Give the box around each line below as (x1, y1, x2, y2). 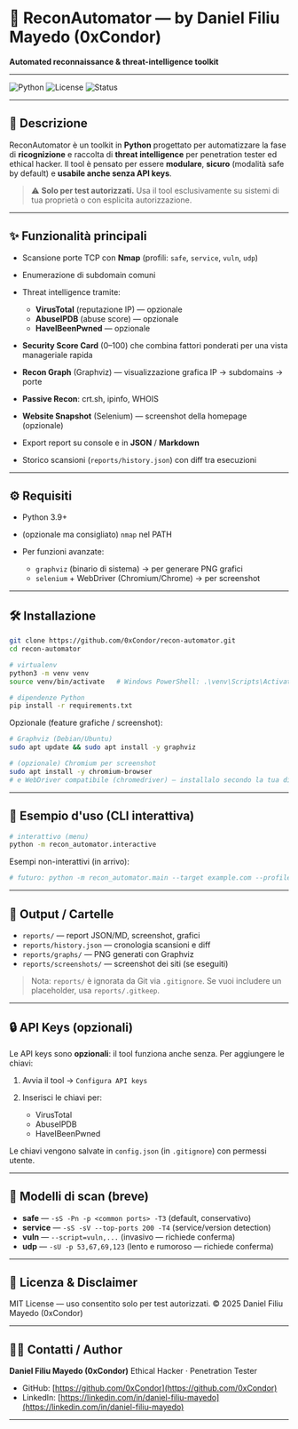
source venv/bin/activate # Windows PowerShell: (9, 677, 200, 686)
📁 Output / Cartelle (9, 906, 114, 922)
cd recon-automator (9, 644, 82, 654)
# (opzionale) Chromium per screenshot (9, 759, 157, 768)
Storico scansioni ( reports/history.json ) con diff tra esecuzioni (21, 454, 257, 465)
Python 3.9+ (21, 512, 68, 523)
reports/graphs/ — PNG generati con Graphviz (21, 948, 194, 959)
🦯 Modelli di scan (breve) (9, 1189, 149, 1204)
